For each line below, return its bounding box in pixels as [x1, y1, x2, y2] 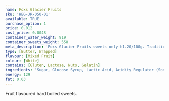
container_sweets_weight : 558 [5, 40, 69, 45]
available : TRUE [5, 16, 39, 21]
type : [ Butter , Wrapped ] [5, 49, 57, 54]
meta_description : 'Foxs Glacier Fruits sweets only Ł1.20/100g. [5, 44, 145, 49]
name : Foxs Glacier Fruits [5, 7, 62, 12]
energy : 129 [5, 72, 30, 77]
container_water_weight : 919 [5, 35, 66, 40]
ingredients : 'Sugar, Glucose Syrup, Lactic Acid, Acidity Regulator [5, 68, 154, 73]
